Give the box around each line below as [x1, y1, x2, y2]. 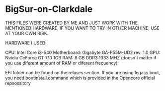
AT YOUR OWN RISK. [5, 30, 49, 36]
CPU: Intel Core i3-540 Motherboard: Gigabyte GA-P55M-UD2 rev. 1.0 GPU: [5, 49, 161, 55]
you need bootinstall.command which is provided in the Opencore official [5, 75, 155, 81]
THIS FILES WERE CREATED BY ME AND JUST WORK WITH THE [5, 20, 138, 26]
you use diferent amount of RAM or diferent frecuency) [5, 60, 118, 66]
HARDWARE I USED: [5, 40, 47, 45]
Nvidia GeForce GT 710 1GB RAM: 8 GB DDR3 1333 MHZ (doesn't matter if [5, 54, 157, 60]
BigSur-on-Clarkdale [5, 3, 93, 15]
